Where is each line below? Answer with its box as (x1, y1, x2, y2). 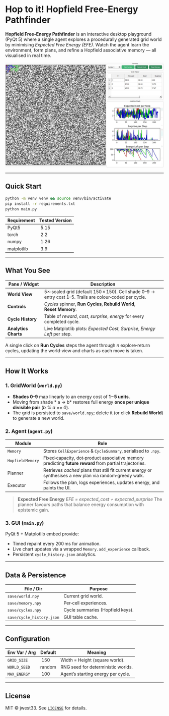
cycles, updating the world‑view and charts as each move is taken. (5, 347, 143, 354)
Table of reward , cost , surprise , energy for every (44, 313, 144, 319)
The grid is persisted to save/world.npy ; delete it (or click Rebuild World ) (12, 410, 163, 416)
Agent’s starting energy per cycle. (60, 671, 131, 677)
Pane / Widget (8, 281, 39, 287)
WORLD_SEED (7, 665, 30, 670)
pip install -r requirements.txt (5, 201, 75, 206)
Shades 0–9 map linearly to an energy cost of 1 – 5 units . (12, 394, 130, 400)
